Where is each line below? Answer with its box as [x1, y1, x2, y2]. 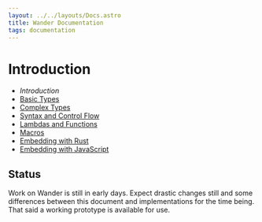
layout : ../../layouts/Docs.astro [8, 11, 122, 20]
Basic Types [19, 94, 60, 104]
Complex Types [19, 103, 71, 113]
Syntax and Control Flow [19, 111, 100, 120]
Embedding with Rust [19, 136, 89, 146]
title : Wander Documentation [8, 19, 104, 27]
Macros [19, 128, 45, 138]
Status [8, 167, 42, 181]
